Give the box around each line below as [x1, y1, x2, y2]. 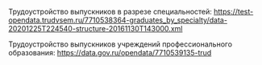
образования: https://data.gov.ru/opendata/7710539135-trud [8, 48, 212, 57]
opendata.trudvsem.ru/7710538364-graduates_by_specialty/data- [8, 15, 228, 25]
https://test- [213, 7, 254, 16]
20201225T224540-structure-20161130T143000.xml [8, 24, 183, 33]
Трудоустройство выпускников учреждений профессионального [8, 39, 232, 49]
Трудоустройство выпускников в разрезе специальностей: [8, 7, 212, 16]
